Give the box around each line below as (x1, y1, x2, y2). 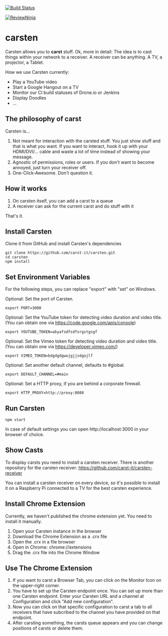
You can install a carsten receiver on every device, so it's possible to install (5, 480, 160, 486)
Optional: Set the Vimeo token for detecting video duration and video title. (5, 338, 157, 344)
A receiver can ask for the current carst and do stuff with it (12, 203, 134, 209)
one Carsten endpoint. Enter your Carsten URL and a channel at (12, 593, 144, 599)
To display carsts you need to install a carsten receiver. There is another (5, 459, 154, 465)
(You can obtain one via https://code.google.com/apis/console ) (5, 320, 136, 326)
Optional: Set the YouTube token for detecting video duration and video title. (5, 314, 162, 321)
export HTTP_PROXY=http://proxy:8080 (5, 390, 84, 395)
